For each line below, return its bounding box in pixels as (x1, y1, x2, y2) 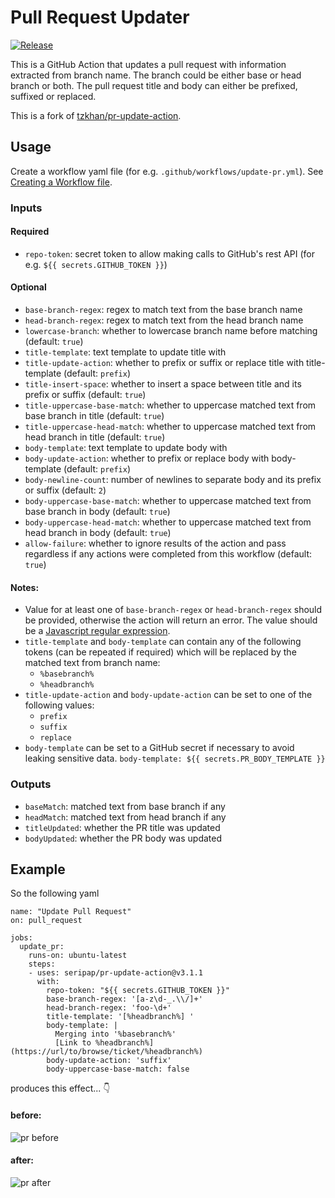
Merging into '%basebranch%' (54, 1029, 177, 1040)
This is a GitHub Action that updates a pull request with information (10, 58, 287, 70)
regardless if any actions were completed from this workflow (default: (24, 548, 313, 560)
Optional (10, 281, 47, 293)
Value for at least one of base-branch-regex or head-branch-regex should (24, 604, 323, 616)
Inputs (10, 201, 43, 215)
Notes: (10, 581, 40, 593)
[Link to (54, 1038, 92, 1048)
